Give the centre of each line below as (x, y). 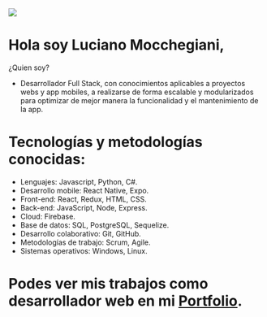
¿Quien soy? (29, 67)
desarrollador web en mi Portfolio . (125, 301)
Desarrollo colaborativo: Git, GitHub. (81, 233)
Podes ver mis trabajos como (108, 284)
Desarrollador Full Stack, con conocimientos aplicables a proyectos (133, 83)
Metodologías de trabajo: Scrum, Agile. (86, 242)
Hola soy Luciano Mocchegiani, (116, 45)
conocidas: (47, 160)
